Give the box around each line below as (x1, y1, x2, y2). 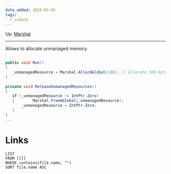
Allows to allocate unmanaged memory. (5, 45, 88, 52)
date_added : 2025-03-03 (5, 7, 56, 13)
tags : (5, 12, 17, 17)
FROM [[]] (5, 156, 26, 161)
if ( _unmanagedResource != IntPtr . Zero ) (12, 93, 99, 98)
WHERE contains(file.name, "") (5, 160, 72, 165)
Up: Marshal (5, 31, 31, 37)
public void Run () (5, 60, 44, 65)
